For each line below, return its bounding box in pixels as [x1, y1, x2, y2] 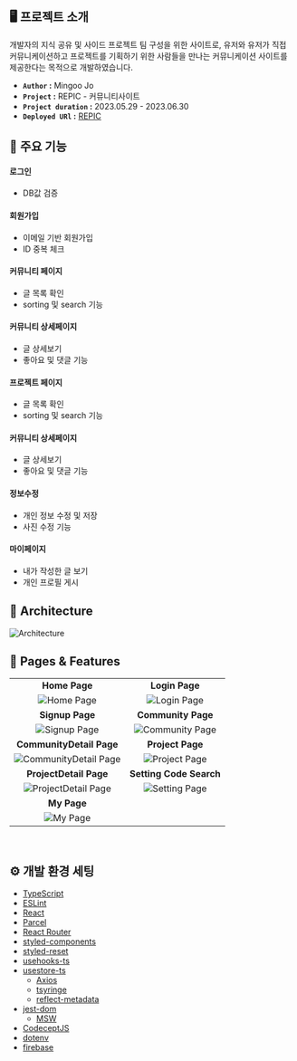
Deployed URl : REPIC [22, 110, 101, 121]
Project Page [147, 738, 204, 750]
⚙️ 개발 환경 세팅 [9, 864, 95, 879]
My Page [48, 797, 88, 809]
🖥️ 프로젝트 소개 [9, 9, 89, 25]
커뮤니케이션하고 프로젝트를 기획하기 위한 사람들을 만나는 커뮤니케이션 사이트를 [9, 50, 288, 62]
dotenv [22, 1032, 50, 1044]
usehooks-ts [22, 955, 71, 967]
